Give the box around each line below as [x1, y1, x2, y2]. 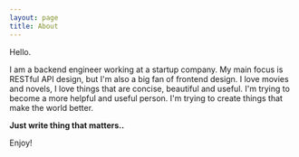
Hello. [9, 46, 32, 57]
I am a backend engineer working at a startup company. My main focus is [9, 64, 284, 75]
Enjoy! [9, 137, 34, 148]
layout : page [9, 13, 59, 23]
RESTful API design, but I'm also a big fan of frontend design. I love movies [9, 73, 289, 84]
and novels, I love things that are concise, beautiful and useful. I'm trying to [9, 83, 290, 94]
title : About [9, 22, 59, 31]
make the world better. [9, 102, 93, 113]
